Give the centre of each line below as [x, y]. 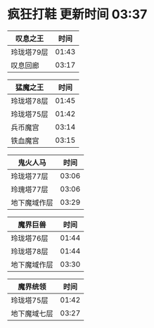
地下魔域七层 [32, 313]
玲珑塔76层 [30, 238]
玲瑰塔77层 [30, 189]
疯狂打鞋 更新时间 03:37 [77, 14]
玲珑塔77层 [30, 176]
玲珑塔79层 [30, 52]
